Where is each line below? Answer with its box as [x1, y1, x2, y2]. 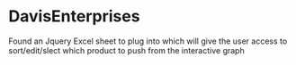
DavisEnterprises [8, 6, 140, 27]
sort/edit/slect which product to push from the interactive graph [8, 45, 245, 55]
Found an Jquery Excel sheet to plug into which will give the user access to [8, 36, 288, 46]
